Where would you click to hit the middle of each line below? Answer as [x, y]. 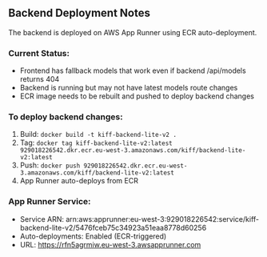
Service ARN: [42, 219]
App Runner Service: [50, 202]
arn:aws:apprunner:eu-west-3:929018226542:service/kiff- [162, 219]
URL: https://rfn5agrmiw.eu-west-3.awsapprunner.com [110, 244]
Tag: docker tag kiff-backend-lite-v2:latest [96, 143]
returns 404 [40, 79]
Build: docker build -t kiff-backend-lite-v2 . [98, 135]
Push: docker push [50, 165]
